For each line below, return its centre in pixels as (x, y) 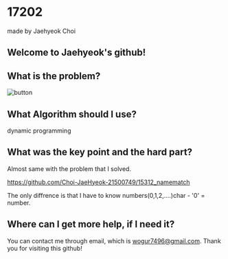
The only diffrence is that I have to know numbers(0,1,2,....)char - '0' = (106, 195)
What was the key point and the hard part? (100, 152)
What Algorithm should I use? (72, 114)
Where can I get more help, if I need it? (91, 224)
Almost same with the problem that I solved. (69, 168)
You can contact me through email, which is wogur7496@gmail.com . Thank (114, 240)
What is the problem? (54, 76)
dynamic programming (39, 131)
